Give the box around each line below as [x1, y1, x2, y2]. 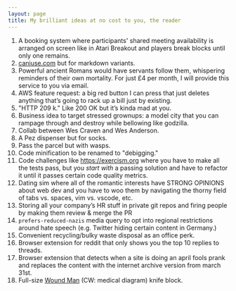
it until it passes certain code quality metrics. [18, 171, 148, 180]
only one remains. [18, 51, 70, 60]
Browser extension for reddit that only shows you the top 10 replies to [18, 238, 220, 247]
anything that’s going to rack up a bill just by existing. [18, 96, 172, 104]
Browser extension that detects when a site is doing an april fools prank [18, 253, 225, 261]
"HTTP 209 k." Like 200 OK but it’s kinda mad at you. [18, 104, 171, 112]
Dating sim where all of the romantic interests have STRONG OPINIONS [18, 178, 225, 187]
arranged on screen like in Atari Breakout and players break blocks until [18, 44, 225, 52]
